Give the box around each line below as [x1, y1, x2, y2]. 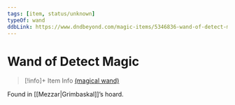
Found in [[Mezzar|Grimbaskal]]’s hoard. [7, 90, 124, 99]
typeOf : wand [7, 17, 45, 24]
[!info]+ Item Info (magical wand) [24, 76, 120, 85]
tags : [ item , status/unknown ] [7, 10, 96, 17]
